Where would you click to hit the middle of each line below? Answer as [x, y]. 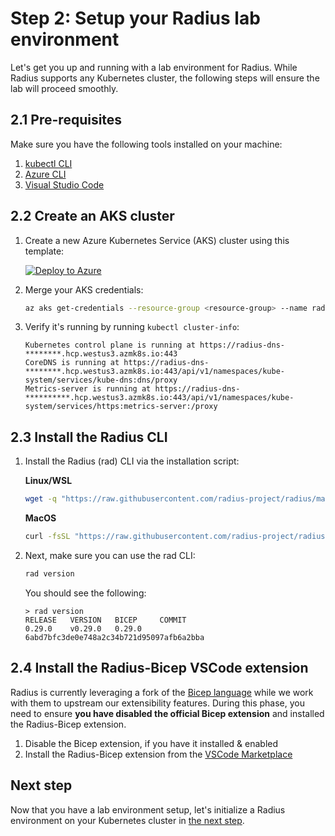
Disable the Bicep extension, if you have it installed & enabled [151, 743]
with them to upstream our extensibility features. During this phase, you [157, 703]
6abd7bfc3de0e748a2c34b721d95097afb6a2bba [114, 637]
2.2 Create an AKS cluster [92, 216]
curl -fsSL [47, 537]
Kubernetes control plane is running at [110, 345]
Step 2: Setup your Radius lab [135, 18]
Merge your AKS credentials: [84, 289]
